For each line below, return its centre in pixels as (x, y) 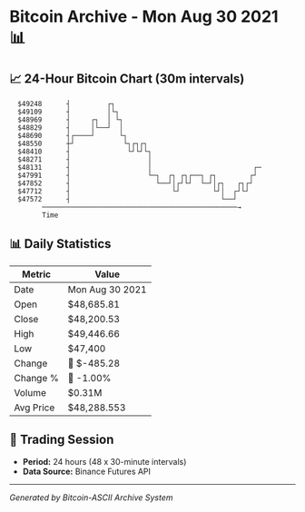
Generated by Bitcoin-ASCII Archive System (91, 497)
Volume (30, 392)
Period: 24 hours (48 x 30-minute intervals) (104, 461)
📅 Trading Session (62, 440)
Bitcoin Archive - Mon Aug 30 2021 (144, 17)
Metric (37, 274)
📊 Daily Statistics (60, 244)
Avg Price (34, 408)
